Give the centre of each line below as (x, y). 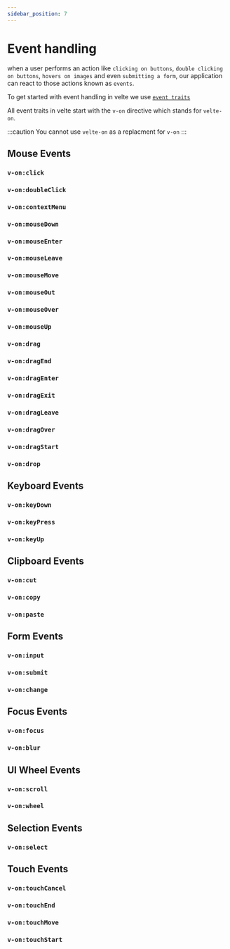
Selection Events (45, 828)
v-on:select (28, 847)
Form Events (35, 637)
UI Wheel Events (44, 770)
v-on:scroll (28, 789)
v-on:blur (24, 748)
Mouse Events (39, 153)
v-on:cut (22, 580)
